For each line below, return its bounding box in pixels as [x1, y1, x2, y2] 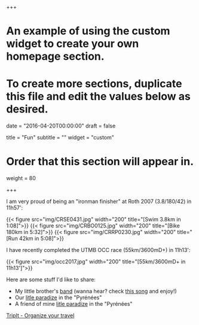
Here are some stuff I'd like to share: [6, 276, 96, 283]
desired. [6, 102, 48, 116]
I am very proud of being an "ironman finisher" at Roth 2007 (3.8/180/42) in [6, 198, 192, 205]
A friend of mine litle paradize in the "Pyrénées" [14, 300, 133, 308]
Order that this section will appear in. [6, 155, 194, 168]
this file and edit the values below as [6, 90, 191, 104]
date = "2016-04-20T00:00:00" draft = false [6, 122, 116, 129]
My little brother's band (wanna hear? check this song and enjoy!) [14, 288, 177, 295]
